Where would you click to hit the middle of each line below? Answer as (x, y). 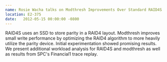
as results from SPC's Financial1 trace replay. (52, 54)
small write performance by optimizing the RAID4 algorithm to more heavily (82, 38)
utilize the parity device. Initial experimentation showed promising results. (81, 44)
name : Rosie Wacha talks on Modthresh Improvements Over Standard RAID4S (84, 10)
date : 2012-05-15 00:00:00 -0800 (42, 19)
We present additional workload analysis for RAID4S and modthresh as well (83, 49)
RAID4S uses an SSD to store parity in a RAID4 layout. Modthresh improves (82, 33)
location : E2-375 (23, 14)
